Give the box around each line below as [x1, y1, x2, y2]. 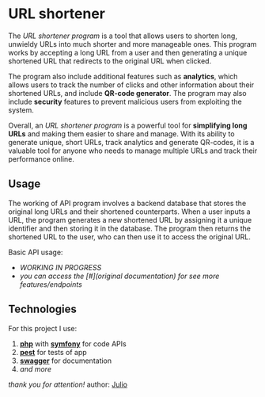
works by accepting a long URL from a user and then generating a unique [8, 48, 248, 57]
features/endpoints [19, 279, 83, 289]
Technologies [8, 303, 78, 316]
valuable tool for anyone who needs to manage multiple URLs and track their [8, 146, 258, 155]
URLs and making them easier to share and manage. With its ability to [8, 128, 235, 139]
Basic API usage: [8, 247, 63, 257]
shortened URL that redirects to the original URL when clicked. [8, 56, 212, 66]
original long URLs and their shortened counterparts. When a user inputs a [8, 207, 251, 216]
